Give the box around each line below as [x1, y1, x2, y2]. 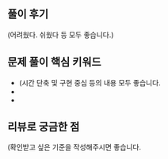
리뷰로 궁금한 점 [7, 120, 80, 134]
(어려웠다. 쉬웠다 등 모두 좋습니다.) [7, 30, 114, 40]
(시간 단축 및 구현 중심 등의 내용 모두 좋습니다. [18, 78, 162, 87]
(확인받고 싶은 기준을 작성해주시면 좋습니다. [7, 142, 142, 152]
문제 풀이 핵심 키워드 [7, 55, 101, 69]
